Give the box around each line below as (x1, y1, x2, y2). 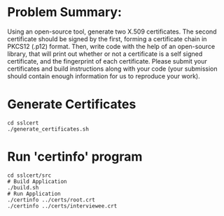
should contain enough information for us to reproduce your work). (7, 71, 201, 80)
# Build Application (7, 178, 68, 185)
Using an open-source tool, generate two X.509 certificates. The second (7, 27, 217, 36)
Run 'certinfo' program (7, 149, 143, 165)
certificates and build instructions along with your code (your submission (7, 64, 218, 73)
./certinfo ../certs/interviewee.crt (7, 202, 118, 210)
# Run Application (7, 190, 61, 197)
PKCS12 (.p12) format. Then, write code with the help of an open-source (7, 42, 216, 50)
